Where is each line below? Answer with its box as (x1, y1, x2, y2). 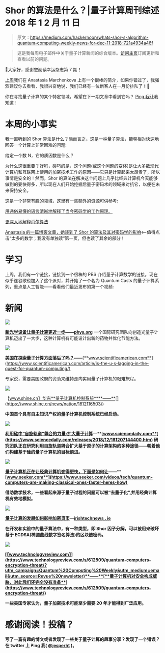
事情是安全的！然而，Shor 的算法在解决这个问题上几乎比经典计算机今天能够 (5, 175, 158, 181)
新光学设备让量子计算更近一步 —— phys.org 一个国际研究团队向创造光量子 (5, 329, 154, 335)
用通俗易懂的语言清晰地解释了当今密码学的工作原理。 (5, 208, 113, 214)
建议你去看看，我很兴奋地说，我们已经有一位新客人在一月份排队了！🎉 (9, 83, 150, 89)
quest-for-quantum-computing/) (5, 366, 71, 371)
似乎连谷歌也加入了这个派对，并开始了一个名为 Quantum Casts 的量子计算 (5, 277, 155, 283)
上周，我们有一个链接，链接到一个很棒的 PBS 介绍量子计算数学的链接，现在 (5, 271, 158, 277)
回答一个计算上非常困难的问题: (5, 142, 67, 148)
